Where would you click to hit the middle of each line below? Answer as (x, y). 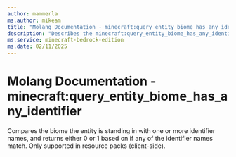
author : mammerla (33, 14)
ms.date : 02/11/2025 (38, 46)
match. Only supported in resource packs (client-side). (86, 146)
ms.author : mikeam (34, 20)
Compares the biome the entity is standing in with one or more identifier (111, 130)
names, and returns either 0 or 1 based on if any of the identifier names (110, 138)
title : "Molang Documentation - (54, 27)
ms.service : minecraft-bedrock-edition (66, 40)
